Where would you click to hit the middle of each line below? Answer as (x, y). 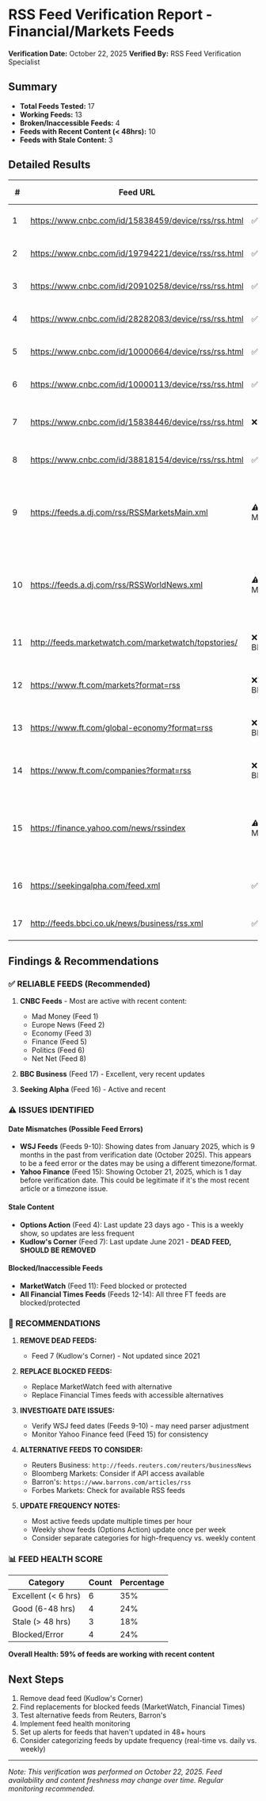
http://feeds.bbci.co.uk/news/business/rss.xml (117, 923)
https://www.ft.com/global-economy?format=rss (122, 727)
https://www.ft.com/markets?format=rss (105, 685)
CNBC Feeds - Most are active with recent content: (103, 1001)
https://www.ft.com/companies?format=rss (111, 770)
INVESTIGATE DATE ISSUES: (67, 1410)
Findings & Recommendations (84, 961)
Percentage (142, 1583)
